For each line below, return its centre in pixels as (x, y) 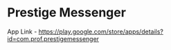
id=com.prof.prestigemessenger (53, 38)
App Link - (22, 32)
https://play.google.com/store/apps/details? (101, 32)
